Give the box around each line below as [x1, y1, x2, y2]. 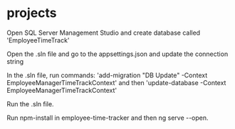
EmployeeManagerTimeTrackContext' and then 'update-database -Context [6, 78, 226, 86]
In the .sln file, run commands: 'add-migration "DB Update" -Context [6, 71, 208, 79]
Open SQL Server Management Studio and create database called [6, 28, 201, 37]
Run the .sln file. [6, 99, 54, 108]
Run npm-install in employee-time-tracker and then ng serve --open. [6, 113, 209, 122]
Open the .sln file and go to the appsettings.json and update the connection [6, 50, 229, 58]
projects [6, 5, 58, 21]
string [6, 57, 24, 65]
